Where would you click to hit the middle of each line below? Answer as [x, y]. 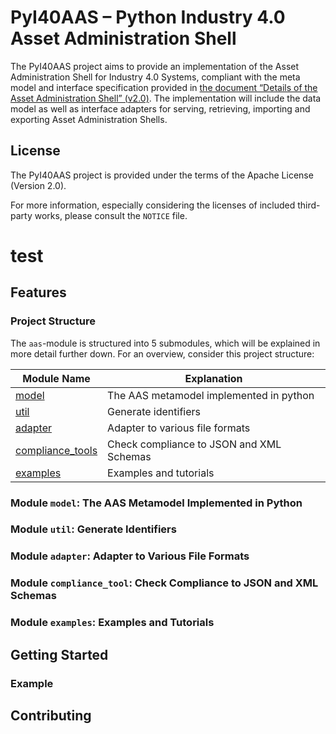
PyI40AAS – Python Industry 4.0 [148, 17]
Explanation [213, 378]
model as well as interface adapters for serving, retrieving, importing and [160, 108]
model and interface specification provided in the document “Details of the [164, 87]
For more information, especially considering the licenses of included [153, 205]
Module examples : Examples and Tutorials [112, 623]
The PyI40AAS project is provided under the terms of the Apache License [162, 175]
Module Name [56, 378]
